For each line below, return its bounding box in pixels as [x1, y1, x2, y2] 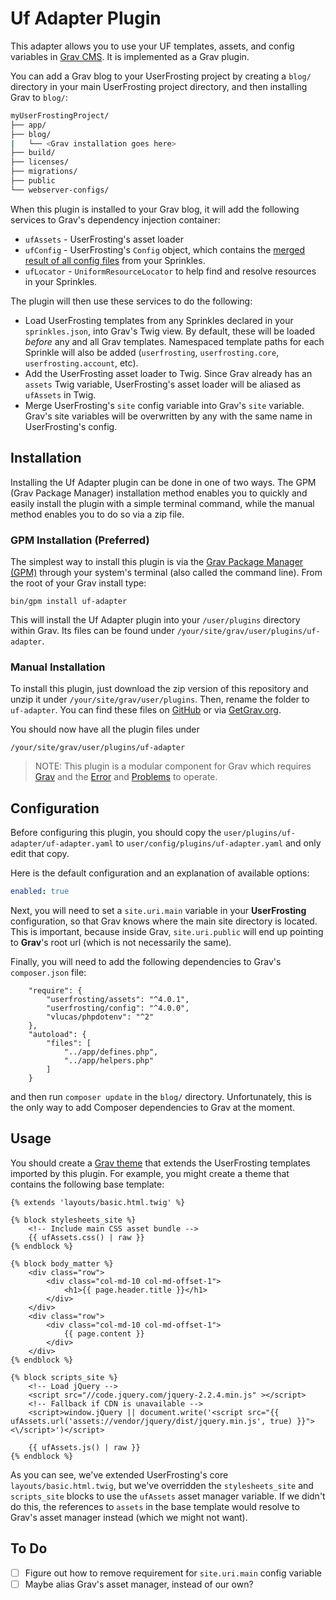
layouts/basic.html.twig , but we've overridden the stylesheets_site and [10, 1479, 314, 1491]
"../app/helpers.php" [63, 1055, 155, 1066]
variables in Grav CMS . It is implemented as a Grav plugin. [10, 50, 250, 62]
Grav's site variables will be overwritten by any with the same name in [24, 410, 313, 422]
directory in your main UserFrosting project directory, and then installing [10, 80, 308, 92]
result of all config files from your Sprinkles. [24, 254, 206, 266]
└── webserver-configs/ [10, 185, 110, 195]
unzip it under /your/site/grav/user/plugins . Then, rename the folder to [10, 693, 310, 706]
